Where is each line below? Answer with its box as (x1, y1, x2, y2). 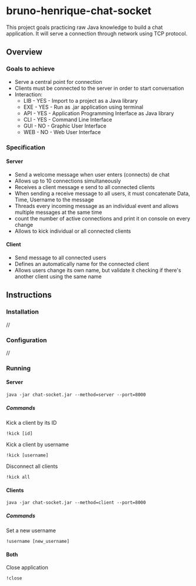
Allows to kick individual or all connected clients (14, 227, 131, 235)
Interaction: (14, 90, 43, 98)
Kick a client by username (6, 441, 69, 448)
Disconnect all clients (6, 463, 58, 470)
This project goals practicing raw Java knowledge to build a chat (6, 24, 163, 31)
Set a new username (6, 527, 56, 534)
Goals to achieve (6, 65, 55, 73)
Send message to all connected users (14, 254, 107, 261)
